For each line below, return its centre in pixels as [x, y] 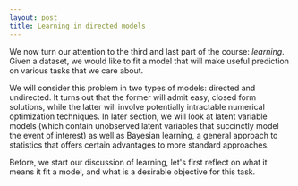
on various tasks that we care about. [77, 70]
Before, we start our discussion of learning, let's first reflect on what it [138, 162]
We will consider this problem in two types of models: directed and [132, 88]
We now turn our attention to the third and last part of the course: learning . [147, 51]
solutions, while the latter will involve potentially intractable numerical [137, 106]
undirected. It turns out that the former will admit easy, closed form [133, 97]
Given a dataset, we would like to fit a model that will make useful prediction [149, 61]
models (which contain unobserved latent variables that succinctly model [144, 125]
